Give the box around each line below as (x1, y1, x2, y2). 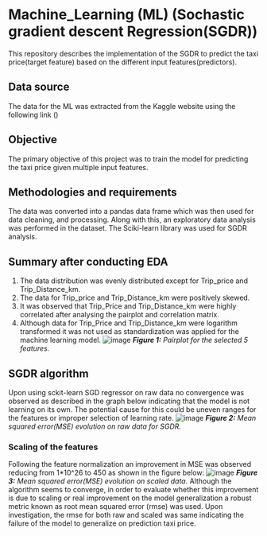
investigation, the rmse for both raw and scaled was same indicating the (8, 511, 245, 520)
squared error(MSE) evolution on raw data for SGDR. (8, 421, 181, 431)
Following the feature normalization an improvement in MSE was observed (8, 460, 252, 469)
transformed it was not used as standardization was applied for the (19, 327, 240, 336)
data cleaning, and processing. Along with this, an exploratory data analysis (8, 215, 256, 224)
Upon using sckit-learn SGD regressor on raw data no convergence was (8, 388, 245, 397)
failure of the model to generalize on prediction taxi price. (8, 519, 196, 528)
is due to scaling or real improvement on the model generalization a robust (8, 493, 252, 503)
